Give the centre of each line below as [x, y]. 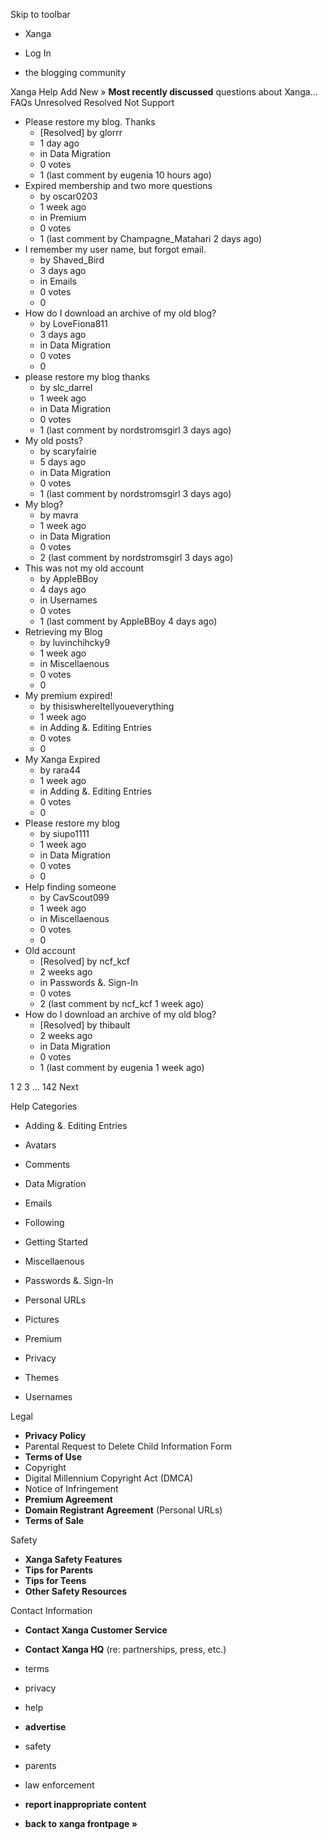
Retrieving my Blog [63, 632]
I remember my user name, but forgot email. [115, 249]
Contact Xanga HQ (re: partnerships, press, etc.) [125, 1649]
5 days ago [63, 462]
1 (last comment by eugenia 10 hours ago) [125, 175]
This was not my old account [84, 568]
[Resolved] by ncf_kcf [85, 961]
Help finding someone [70, 887]
